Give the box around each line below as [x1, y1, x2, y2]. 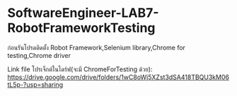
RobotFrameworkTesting [7, 20, 156, 36]
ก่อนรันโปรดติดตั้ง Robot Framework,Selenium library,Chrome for [7, 43, 186, 52]
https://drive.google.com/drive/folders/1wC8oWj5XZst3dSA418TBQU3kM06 [7, 73, 230, 81]
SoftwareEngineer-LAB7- [7, 5, 159, 21]
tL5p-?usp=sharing [7, 80, 64, 89]
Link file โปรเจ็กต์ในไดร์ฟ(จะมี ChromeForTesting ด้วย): [7, 65, 153, 73]
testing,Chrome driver [7, 51, 71, 59]
